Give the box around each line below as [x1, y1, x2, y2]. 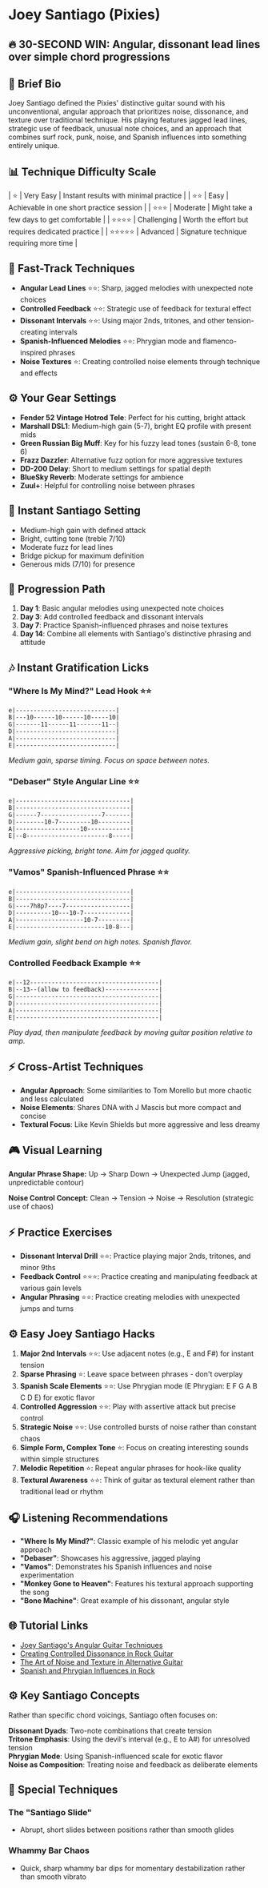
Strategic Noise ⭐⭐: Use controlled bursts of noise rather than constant [19, 1422, 258, 1432]
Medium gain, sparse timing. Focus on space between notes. [8, 756, 210, 765]
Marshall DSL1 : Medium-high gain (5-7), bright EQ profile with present [19, 421, 252, 431]
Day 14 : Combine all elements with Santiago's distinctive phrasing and [19, 629, 252, 639]
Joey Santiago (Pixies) [8, 6, 161, 24]
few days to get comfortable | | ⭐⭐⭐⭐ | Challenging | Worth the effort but [8, 214, 249, 225]
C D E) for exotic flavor [19, 1393, 95, 1402]
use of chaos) [8, 1201, 54, 1211]
